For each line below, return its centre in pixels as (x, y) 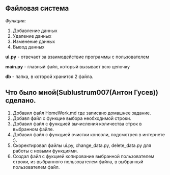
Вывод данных (29, 47)
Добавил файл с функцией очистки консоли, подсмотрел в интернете (89, 134)
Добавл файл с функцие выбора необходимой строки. (72, 118)
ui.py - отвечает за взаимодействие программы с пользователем (77, 57)
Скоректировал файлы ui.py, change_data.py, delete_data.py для (82, 145)
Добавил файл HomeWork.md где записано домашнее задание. (82, 113)
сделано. (21, 101)
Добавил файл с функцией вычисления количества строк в (77, 123)
